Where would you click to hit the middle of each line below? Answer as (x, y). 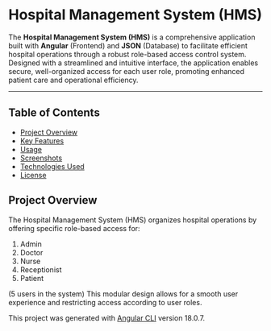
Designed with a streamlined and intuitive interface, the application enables (133, 63)
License (33, 175)
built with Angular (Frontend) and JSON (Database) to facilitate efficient (128, 45)
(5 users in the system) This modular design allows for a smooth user (123, 294)
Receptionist (41, 269)
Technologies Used (52, 166)
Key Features (42, 141)
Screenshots (41, 158)
